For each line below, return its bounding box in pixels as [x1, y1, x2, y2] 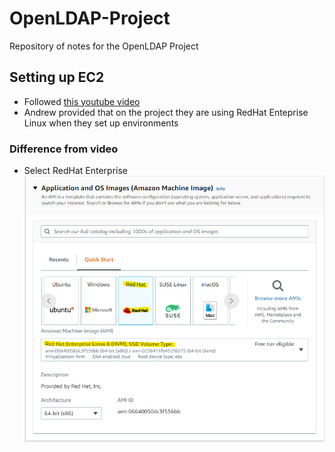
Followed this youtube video [23, 95, 141, 107]
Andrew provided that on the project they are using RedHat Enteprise [23, 106, 309, 118]
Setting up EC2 [9, 69, 105, 86]
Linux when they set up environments [23, 117, 179, 129]
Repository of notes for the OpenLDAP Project [9, 40, 199, 52]
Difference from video [9, 142, 119, 156]
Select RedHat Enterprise [23, 165, 129, 177]
